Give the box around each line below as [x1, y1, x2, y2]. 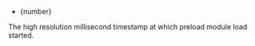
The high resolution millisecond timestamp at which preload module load [8, 22, 248, 31]
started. [8, 31, 34, 40]
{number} [19, 7, 52, 16]
